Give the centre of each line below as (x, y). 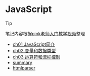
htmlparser (24, 68)
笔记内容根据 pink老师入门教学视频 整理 (45, 33)
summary (22, 62)
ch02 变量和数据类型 (34, 50)
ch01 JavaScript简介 (34, 44)
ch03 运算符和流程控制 (36, 57)
